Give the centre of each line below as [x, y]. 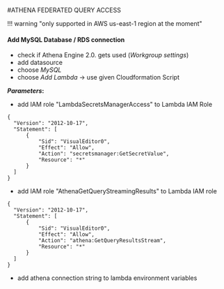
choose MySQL [39, 70]
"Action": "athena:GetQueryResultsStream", [102, 241]
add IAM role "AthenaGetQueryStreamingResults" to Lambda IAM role [117, 191]
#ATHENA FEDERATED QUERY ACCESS [64, 10]
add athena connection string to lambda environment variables [107, 278]
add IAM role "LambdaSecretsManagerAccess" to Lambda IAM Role [115, 105]
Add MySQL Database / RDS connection [66, 39]
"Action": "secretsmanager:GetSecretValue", [104, 154]
